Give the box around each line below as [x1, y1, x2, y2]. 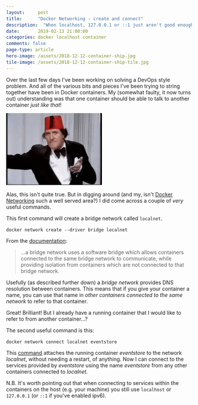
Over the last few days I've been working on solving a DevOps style [6, 76, 170, 83]
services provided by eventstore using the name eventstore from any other [6, 361, 187, 368]
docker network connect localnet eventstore [6, 339, 117, 345]
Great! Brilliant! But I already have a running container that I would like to [6, 309, 181, 316]
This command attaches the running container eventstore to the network [6, 349, 182, 356]
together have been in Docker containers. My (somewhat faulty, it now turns [6, 88, 192, 96]
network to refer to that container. [6, 298, 88, 305]
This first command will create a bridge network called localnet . [6, 215, 163, 222]
